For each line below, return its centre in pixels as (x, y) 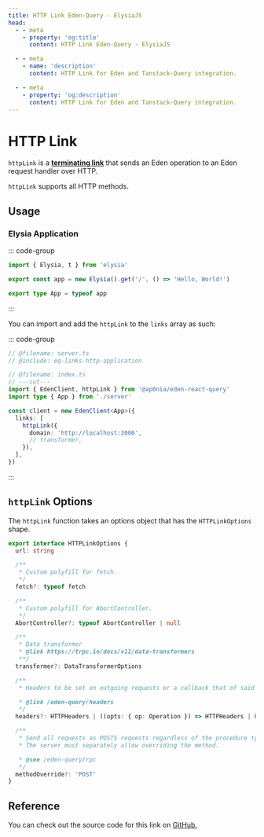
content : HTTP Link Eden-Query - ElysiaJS (99, 45)
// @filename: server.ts (49, 353)
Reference (34, 806)
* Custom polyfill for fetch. (68, 572)
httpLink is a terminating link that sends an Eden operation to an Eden (123, 163)
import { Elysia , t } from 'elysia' (68, 265)
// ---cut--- (29, 382)
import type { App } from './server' (70, 397)
